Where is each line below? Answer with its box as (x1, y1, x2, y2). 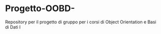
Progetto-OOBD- (5, 3, 75, 14)
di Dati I (5, 24, 21, 30)
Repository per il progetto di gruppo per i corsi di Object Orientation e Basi (5, 19, 157, 25)
